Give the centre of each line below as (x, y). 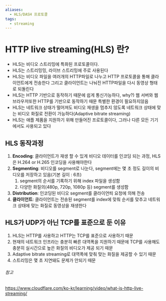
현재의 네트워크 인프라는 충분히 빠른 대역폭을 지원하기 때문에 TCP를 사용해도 (86, 242)
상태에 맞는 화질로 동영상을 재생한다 (52, 205)
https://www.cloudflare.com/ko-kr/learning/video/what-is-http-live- (74, 288)
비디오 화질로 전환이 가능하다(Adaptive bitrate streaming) (74, 114)
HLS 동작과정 (24, 143)
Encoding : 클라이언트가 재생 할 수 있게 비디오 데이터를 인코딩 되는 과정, (82, 156)
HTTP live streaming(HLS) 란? (67, 50)
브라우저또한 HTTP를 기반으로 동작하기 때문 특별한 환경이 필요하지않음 (80, 101)
